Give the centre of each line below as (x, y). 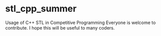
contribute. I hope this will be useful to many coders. (60, 27)
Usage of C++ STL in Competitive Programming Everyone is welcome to (80, 22)
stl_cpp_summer (41, 9)
